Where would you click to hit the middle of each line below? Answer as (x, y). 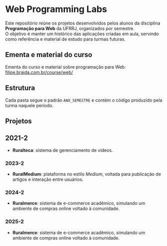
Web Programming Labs (56, 9)
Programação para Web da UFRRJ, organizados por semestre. (70, 28)
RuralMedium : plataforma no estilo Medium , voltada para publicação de (87, 174)
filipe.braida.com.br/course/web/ (39, 72)
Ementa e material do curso (49, 55)
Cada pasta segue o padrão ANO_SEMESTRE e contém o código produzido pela (84, 100)
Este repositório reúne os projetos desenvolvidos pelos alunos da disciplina (83, 23)
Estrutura (20, 88)
